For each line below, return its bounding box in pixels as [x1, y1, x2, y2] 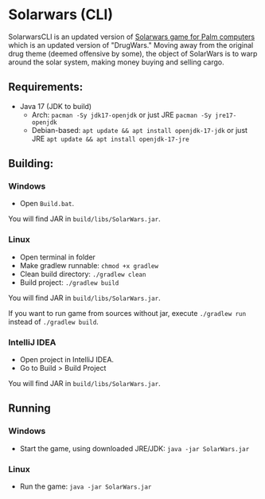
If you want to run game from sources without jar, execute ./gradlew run [8, 308, 247, 318]
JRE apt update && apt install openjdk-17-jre [31, 134, 189, 143]
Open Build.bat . [19, 199, 74, 209]
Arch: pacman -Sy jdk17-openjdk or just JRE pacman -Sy [31, 110, 212, 119]
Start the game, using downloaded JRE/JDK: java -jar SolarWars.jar [19, 443, 250, 453]
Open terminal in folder [19, 252, 95, 262]
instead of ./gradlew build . [8, 317, 99, 326]
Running [8, 402, 52, 415]
